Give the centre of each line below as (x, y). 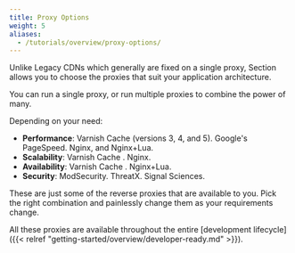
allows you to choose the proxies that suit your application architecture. (140, 78)
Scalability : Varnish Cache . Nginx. (86, 158)
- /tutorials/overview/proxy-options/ (90, 42)
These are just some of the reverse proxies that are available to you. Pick (143, 193)
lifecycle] (270, 230)
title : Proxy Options (49, 17)
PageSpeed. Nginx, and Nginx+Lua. (88, 148)
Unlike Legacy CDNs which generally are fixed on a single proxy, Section (143, 68)
